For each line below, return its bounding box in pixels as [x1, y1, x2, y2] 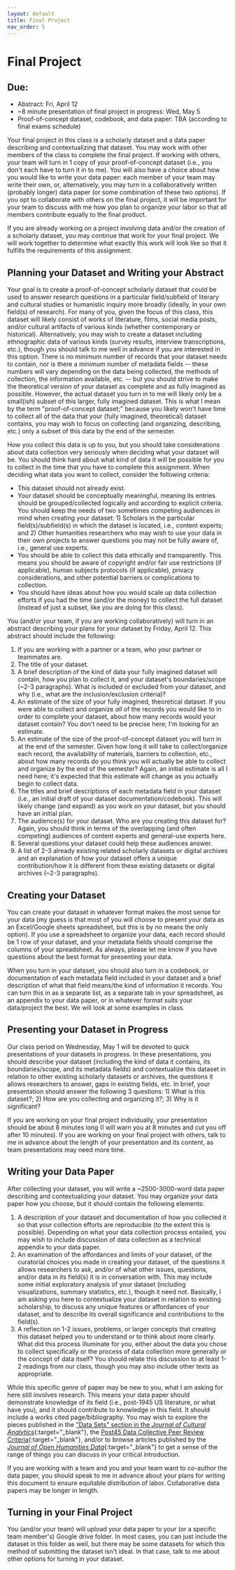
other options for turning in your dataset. [7, 1555, 124, 1563]
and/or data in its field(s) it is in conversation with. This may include [17, 1273, 213, 1281]
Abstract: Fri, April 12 [17, 100, 78, 109]
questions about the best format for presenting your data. [7, 953, 173, 961]
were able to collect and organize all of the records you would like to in [17, 705, 222, 713]
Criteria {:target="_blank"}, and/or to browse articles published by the [7, 1435, 206, 1444]
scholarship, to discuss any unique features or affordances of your [17, 1302, 210, 1310]
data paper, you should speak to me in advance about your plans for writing [7, 1471, 225, 1480]
